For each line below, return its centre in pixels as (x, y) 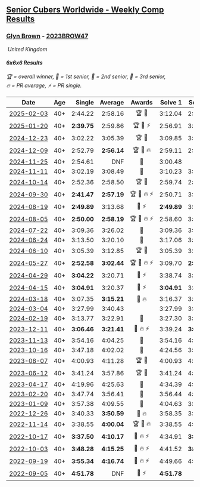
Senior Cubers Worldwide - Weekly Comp (85, 10)
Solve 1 (171, 102)
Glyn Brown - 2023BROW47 (47, 36)
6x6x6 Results (24, 63)
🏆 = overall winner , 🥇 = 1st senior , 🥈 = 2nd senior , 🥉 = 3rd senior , (86, 76)
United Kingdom (27, 49)
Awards (142, 102)
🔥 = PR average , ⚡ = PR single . (44, 85)
